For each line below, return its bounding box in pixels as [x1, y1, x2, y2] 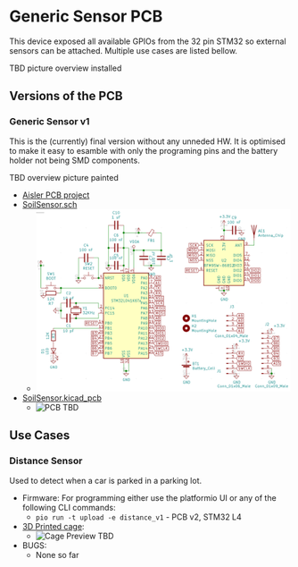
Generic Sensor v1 [9, 115, 90, 128]
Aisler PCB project [21, 190, 90, 200]
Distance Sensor [9, 454, 83, 467]
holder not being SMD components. [9, 155, 140, 165]
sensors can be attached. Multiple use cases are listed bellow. [9, 45, 238, 55]
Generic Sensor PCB [9, 6, 163, 27]
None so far [35, 549, 79, 560]
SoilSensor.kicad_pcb [21, 392, 103, 403]
